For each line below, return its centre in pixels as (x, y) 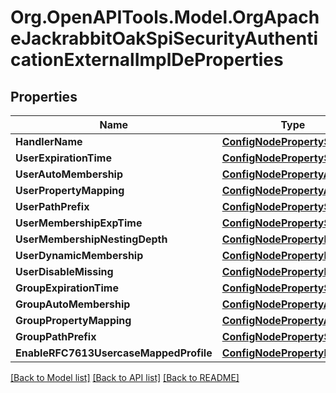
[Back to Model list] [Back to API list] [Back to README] (125, 377)
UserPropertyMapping (70, 190)
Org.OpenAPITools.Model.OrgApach (165, 17)
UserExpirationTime (63, 158)
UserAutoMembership (69, 174)
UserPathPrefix (52, 206)
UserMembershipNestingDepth (91, 239)
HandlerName (49, 141)
